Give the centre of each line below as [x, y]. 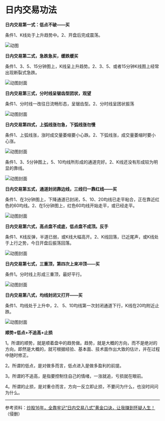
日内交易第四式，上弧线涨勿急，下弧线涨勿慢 [50, 124]
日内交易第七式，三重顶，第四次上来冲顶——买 [52, 263]
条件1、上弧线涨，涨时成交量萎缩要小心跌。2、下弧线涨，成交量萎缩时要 [78, 135]
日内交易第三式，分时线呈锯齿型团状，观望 [48, 93]
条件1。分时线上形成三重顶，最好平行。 [45, 274]
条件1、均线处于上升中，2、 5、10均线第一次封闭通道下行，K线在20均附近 [80, 305]
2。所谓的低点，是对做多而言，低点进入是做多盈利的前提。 [65, 366]
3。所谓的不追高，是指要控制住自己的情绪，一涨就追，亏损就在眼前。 [75, 376]
